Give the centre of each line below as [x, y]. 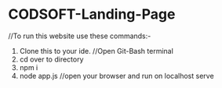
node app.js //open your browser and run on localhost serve [116, 76]
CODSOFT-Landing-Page [92, 14]
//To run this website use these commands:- [80, 36]
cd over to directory [51, 59]
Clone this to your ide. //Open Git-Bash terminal [96, 51]
